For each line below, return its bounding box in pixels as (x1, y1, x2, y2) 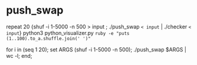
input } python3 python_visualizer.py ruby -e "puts (6, 29, 130, 36)
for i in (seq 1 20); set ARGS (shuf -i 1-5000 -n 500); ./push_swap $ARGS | (6, 45, 187, 53)
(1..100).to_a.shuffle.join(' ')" (6, 35, 91, 41)
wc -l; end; (6, 52, 32, 59)
